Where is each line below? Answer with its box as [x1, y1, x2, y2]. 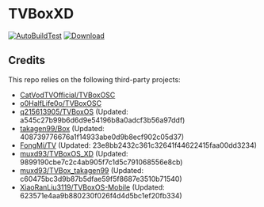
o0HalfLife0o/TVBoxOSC [19, 98, 101, 107]
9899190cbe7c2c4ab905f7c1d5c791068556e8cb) [19, 157, 183, 167]
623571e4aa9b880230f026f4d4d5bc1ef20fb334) [19, 190, 182, 200]
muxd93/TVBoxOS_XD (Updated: [19, 149, 128, 158]
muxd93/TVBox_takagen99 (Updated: [19, 165, 144, 175]
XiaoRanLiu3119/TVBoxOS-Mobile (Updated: [19, 183, 165, 192]
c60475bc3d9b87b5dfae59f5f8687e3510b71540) [19, 174, 182, 183]
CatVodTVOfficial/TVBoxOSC [19, 90, 116, 100]
